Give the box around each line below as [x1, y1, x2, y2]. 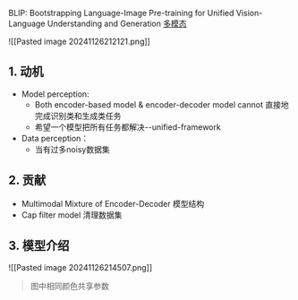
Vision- [235, 8, 263, 18]
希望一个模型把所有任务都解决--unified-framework [34, 121, 221, 133]
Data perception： [21, 133, 89, 143]
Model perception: [21, 89, 90, 99]
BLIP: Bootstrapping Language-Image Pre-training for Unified [8, 8, 234, 18]
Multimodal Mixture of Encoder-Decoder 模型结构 [21, 198, 205, 209]
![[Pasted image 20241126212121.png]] [8, 36, 151, 47]
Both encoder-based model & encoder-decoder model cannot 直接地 [34, 99, 289, 110]
